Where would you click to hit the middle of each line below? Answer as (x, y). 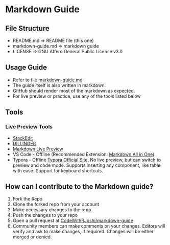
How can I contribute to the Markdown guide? (79, 186)
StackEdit (23, 138)
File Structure (27, 28)
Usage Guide (26, 68)
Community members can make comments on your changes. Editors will (89, 226)
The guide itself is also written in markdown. (59, 85)
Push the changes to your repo (45, 215)
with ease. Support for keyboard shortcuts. (58, 170)
